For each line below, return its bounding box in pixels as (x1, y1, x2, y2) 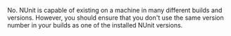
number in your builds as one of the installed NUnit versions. (7, 21, 183, 29)
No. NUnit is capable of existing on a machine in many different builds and (7, 6, 223, 14)
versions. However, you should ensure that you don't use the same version (7, 13, 224, 22)
